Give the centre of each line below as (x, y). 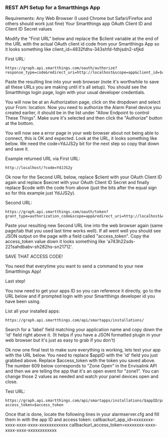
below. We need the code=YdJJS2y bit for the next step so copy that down (82, 143)
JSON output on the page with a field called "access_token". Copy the (77, 236)
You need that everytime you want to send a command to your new (74, 266)
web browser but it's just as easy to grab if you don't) (60, 340)
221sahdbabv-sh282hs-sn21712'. (39, 247)
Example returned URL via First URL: (43, 158)
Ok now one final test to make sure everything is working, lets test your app (83, 350)
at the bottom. (20, 123)
